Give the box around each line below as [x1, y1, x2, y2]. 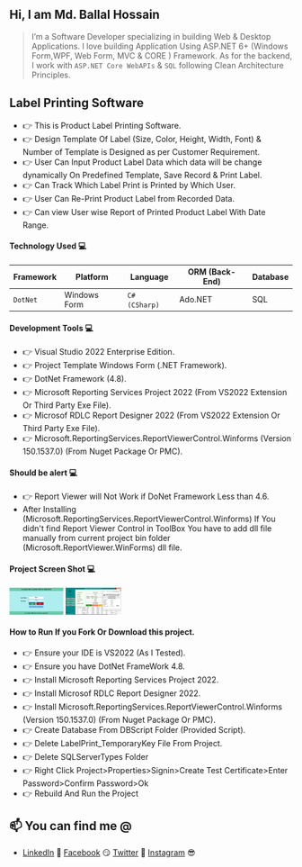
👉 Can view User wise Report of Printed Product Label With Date [22, 206, 266, 217]
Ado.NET [179, 294, 213, 305]
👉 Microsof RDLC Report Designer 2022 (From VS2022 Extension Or [22, 410, 280, 421]
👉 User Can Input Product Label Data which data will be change [22, 157, 262, 167]
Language [129, 271, 169, 282]
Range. [22, 220, 49, 230]
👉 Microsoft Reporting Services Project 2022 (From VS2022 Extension [22, 387, 288, 398]
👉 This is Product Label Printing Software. [22, 120, 182, 131]
